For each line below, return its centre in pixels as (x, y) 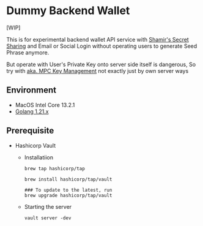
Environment (31, 90)
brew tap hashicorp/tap (55, 168)
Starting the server (48, 206)
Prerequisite (30, 131)
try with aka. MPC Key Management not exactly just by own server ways (98, 70)
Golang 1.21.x (32, 111)
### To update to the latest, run (68, 190)
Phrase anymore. (28, 52)
